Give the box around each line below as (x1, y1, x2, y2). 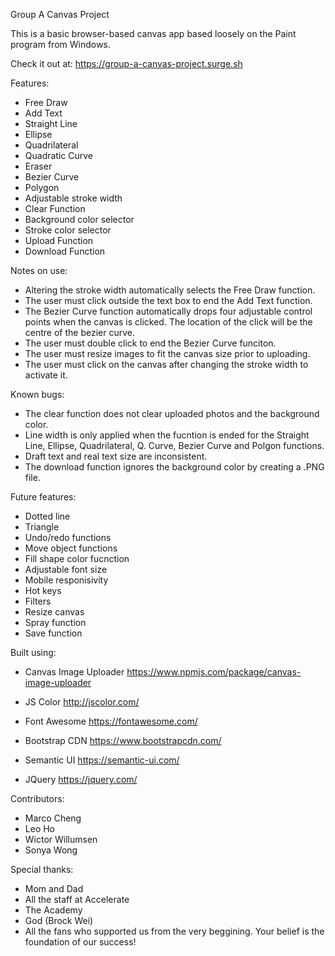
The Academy (24, 904, 83, 916)
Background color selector (24, 214, 135, 225)
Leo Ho (24, 823, 56, 834)
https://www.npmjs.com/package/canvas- (126, 666, 302, 678)
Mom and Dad (24, 883, 84, 894)
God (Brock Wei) (24, 915, 94, 926)
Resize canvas (24, 606, 85, 618)
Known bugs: (10, 389, 65, 400)
